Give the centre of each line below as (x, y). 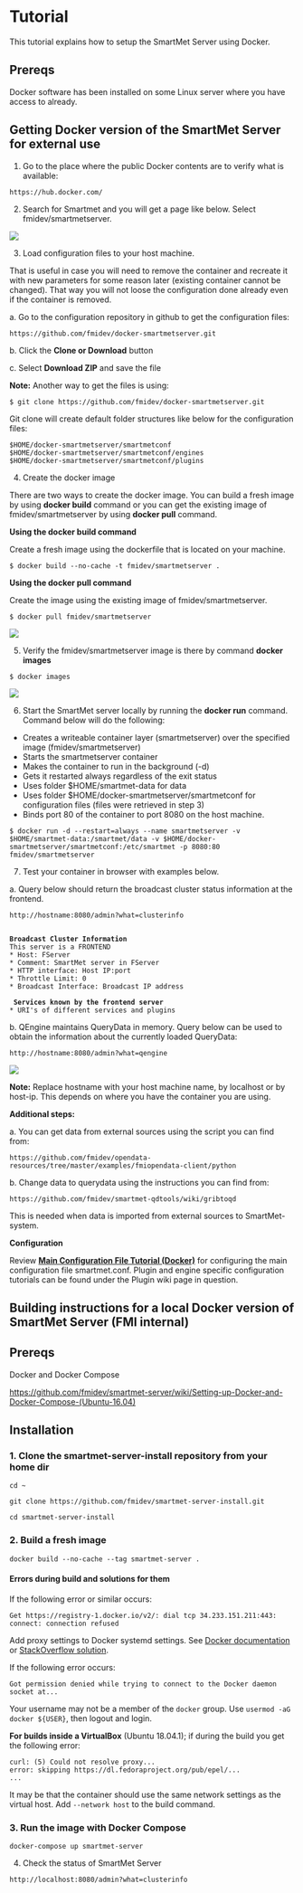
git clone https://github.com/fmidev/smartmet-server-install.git (137, 1502)
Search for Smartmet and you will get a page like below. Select (139, 209)
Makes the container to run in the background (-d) (116, 766)
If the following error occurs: (62, 1667)
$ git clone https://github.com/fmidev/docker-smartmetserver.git (137, 402)
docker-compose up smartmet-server (76, 1847)
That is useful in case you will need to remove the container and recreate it (148, 270)
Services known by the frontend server (89, 1002)
